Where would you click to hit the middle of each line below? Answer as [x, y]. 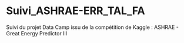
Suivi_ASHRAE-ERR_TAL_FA [76, 11]
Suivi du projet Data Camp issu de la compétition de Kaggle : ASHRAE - [93, 27]
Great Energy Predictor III [37, 33]
